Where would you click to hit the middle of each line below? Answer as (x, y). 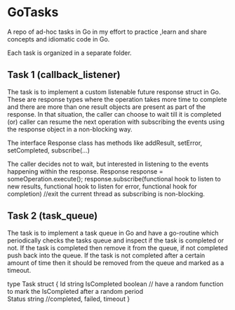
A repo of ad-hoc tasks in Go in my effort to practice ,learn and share (107, 32)
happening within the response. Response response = (85, 171)
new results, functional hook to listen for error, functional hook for (102, 186)
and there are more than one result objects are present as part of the (106, 107)
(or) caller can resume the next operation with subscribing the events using (116, 122)
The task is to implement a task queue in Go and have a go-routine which (113, 233)
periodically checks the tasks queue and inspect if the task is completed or (116, 240)
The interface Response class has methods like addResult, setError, (105, 143)
